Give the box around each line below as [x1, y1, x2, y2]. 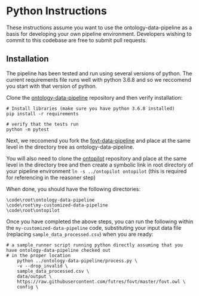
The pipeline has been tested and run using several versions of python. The [6, 70, 192, 77]
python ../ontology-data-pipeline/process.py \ [17, 258, 137, 264]
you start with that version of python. [6, 82, 97, 90]
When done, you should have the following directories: [6, 185, 140, 192]
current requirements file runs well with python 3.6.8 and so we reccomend [6, 76, 191, 83]
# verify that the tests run [6, 121, 79, 127]
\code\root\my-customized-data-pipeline [6, 202, 109, 208]
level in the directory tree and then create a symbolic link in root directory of [6, 161, 194, 168]
